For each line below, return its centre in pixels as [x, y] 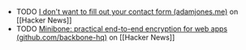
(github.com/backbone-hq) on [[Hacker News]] [95, 37]
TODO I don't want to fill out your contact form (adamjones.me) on [127, 12]
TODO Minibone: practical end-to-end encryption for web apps [122, 29]
